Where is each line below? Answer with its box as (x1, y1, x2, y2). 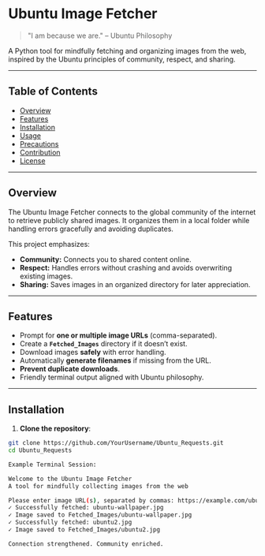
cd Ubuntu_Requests (8, 446, 73, 454)
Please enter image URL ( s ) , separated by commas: (8, 496, 175, 505)
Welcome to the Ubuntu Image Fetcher (8, 475, 132, 483)
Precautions (19, 139, 59, 148)
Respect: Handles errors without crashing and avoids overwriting (19, 263, 233, 272)
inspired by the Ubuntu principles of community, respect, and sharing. (8, 54, 236, 64)
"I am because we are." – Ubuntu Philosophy (27, 31, 173, 40)
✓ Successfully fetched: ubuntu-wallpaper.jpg (8, 504, 164, 512)
